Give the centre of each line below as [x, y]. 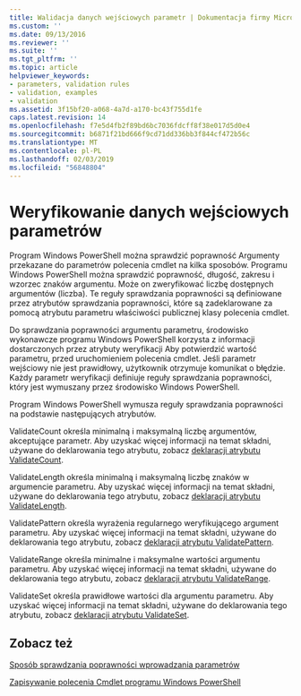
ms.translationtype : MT [54, 142]
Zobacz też [41, 643]
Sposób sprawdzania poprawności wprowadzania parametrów [125, 665]
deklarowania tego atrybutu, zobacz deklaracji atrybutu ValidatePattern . [142, 542]
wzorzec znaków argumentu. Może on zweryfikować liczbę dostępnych [142, 284]
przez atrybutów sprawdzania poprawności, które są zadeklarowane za [141, 303]
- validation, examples [54, 92]
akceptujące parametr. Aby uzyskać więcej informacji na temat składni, [140, 441]
